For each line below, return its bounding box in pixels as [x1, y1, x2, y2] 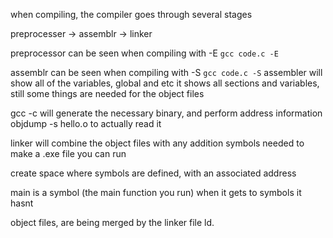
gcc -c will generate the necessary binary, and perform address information [10, 107, 323, 119]
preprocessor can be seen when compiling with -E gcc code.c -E [10, 47, 279, 59]
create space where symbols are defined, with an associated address [10, 167, 297, 179]
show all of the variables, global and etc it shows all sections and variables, [10, 77, 320, 89]
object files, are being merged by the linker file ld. [10, 217, 215, 228]
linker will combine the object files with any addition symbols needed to [10, 137, 305, 149]
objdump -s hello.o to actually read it [10, 118, 162, 129]
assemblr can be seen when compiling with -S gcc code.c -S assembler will [10, 67, 323, 78]
